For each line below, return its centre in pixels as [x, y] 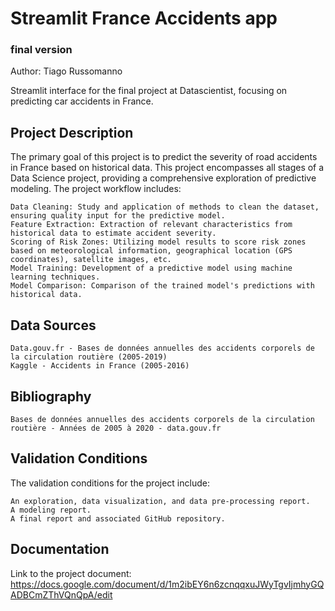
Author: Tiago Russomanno [66, 71]
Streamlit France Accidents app [144, 18]
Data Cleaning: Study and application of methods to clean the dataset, [165, 207]
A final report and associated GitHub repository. [118, 518]
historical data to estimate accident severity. [113, 233]
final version [41, 50]
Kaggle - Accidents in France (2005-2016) [100, 366]
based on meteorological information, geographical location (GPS [151, 251]
